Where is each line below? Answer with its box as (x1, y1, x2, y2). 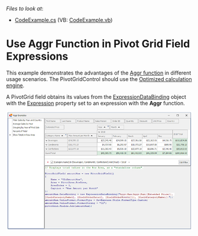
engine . (6, 82, 25, 89)
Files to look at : (6, 5, 44, 12)
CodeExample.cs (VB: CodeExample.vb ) (14, 17, 113, 23)
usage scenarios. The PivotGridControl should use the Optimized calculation (6, 75, 192, 82)
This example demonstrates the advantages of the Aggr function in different (6, 69, 191, 76)
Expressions (6, 50, 69, 63)
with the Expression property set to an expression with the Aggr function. (6, 99, 185, 106)
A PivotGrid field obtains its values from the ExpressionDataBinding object (6, 93, 186, 100)
